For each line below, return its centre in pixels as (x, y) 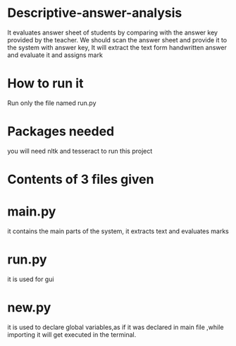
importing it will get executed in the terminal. (72, 334)
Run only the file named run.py (52, 103)
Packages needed (61, 131)
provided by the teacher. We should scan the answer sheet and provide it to (117, 39)
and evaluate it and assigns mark (55, 55)
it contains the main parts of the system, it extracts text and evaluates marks (118, 231)
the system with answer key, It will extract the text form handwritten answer (117, 47)
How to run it (45, 84)
